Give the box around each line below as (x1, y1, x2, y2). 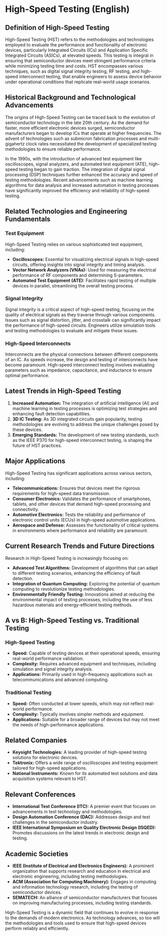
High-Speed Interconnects (5, 340, 71, 347)
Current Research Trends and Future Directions (5, 542, 155, 550)
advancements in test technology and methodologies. (12, 808, 123, 815)
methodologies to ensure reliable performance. (5, 146, 102, 152)
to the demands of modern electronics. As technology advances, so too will (5, 915, 160, 921)
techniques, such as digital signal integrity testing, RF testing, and (5, 68, 140, 74)
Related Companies (5, 736, 67, 744)
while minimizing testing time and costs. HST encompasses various (5, 63, 143, 69)
